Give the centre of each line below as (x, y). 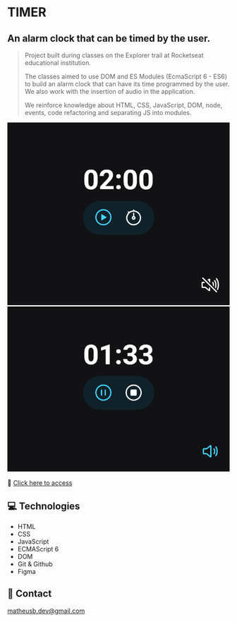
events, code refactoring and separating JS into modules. (108, 113)
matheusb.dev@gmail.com (46, 611)
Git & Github (35, 564)
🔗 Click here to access (40, 483)
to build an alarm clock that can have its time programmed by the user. (127, 84)
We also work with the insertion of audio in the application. (110, 91)
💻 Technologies (44, 506)
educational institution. (58, 63)
